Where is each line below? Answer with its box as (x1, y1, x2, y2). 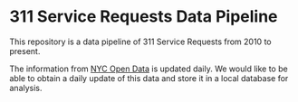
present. (9, 45, 41, 56)
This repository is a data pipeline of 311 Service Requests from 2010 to (9, 36, 272, 47)
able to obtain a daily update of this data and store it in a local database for (9, 72, 289, 83)
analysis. (9, 82, 43, 93)
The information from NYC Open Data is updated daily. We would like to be (9, 63, 288, 74)
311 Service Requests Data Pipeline (9, 6, 278, 27)
